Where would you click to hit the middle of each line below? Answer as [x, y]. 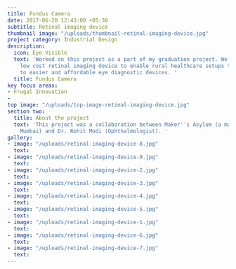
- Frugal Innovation [38, 92]
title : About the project [52, 118]
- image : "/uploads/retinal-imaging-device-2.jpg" [83, 170]
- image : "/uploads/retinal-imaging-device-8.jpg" [83, 144]
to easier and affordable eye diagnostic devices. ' [99, 72]
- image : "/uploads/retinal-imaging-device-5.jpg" [83, 209]
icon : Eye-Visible [41, 53]
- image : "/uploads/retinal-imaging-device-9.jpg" [83, 157]
